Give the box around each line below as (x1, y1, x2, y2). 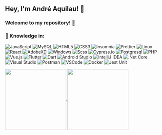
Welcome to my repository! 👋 (5, 19, 76, 26)
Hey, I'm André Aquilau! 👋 (5, 5, 84, 13)
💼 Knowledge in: (5, 33, 45, 39)
